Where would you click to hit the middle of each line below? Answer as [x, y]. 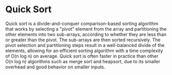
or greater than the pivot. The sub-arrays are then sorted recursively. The [83, 40]
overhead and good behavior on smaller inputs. [55, 67]
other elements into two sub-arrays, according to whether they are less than [86, 34]
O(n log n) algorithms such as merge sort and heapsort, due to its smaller [83, 61]
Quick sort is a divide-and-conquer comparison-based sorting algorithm [82, 23]
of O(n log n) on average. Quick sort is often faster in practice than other [82, 56]
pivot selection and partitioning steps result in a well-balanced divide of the [85, 45]
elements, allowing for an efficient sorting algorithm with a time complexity [84, 51]
